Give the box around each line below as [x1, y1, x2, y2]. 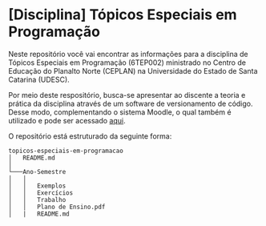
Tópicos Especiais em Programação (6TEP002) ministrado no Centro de [8, 58, 247, 67]
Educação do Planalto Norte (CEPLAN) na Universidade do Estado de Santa [8, 66, 258, 75]
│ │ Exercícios [8, 188, 74, 197]
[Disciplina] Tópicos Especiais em [8, 6, 238, 24]
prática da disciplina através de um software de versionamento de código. [8, 99, 253, 108]
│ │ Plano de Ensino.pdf [8, 203, 106, 211]
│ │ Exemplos [8, 182, 66, 190]
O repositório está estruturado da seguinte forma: [8, 131, 172, 141]
